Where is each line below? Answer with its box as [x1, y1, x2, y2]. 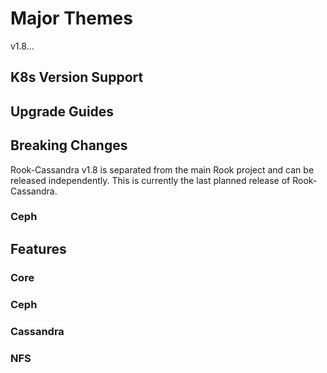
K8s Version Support [10, 69, 144, 86]
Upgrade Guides [10, 103, 115, 120]
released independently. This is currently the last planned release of [10, 174, 291, 186]
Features [10, 240, 67, 257]
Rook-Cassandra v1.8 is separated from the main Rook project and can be [10, 163, 315, 176]
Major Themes [10, 7, 133, 30]
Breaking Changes [10, 137, 128, 154]
